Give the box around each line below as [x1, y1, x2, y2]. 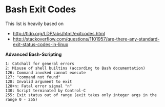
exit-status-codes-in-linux [12, 41, 69, 47]
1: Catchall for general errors [5, 61, 74, 66]
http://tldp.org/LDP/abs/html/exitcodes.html [12, 30, 105, 36]
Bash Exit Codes [5, 4, 76, 15]
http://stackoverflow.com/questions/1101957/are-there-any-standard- [12, 36, 160, 42]
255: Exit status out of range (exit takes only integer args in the [5, 92, 157, 98]
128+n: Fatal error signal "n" [5, 83, 72, 89]
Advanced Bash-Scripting [5, 51, 62, 57]
